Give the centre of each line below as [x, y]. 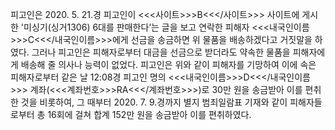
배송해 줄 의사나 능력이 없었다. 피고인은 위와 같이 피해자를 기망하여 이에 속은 [168, 64]
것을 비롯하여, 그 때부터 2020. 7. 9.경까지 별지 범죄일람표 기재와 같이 [154, 102]
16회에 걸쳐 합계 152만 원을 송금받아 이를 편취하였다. [149, 114]
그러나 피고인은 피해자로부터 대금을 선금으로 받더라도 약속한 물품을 [161, 52]
